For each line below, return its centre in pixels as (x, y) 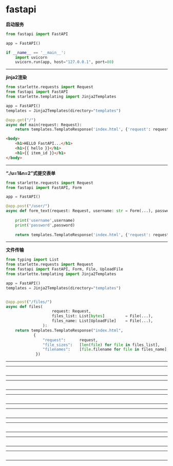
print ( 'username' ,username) (45, 220)
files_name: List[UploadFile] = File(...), (102, 321)
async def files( (24, 306)
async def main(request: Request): (44, 125)
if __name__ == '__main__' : (36, 52)
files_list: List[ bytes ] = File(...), (102, 316)
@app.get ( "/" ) (21, 120)
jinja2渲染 (16, 77)
